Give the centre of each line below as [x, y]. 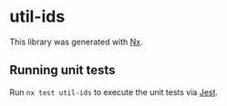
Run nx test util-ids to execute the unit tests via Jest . [114, 92]
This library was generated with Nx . [76, 42]
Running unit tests [62, 70]
